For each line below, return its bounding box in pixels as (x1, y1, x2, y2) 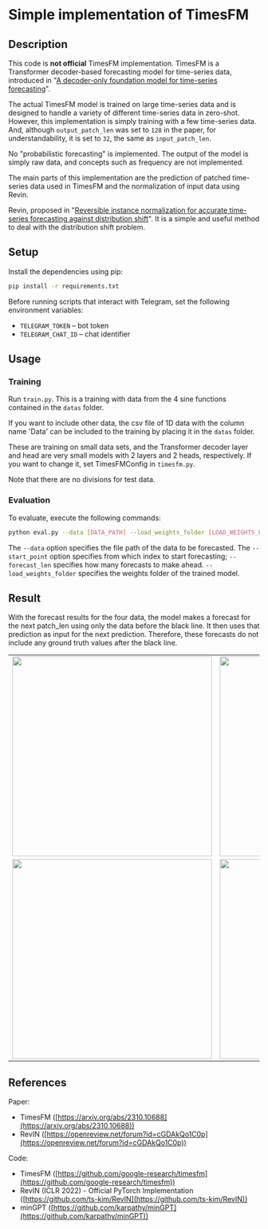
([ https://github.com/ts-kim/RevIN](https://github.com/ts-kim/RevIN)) (19, 1195, 248, 1204)
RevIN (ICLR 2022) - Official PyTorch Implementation (19, 1186, 194, 1195)
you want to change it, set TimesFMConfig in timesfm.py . (8, 459, 195, 469)
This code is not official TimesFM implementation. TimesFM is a (8, 58, 219, 68)
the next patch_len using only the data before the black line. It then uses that (8, 621, 260, 630)
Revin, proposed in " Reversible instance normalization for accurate (8, 205, 228, 215)
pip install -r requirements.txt (8, 282, 120, 290)
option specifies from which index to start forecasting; (49, 551, 228, 561)
